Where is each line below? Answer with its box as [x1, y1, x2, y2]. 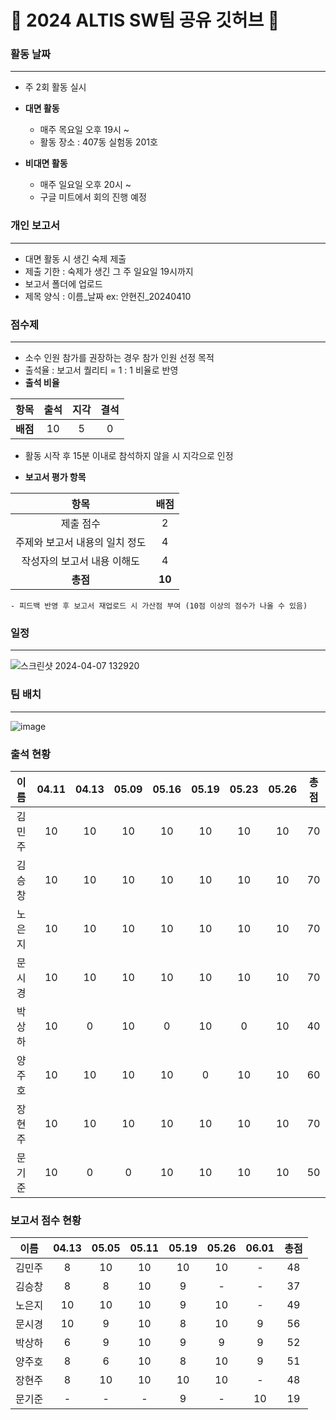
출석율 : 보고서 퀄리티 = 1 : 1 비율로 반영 [24, 364, 179, 376]
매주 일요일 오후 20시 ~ [39, 179, 132, 191]
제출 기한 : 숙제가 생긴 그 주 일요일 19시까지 [24, 265, 194, 277]
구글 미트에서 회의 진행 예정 [39, 191, 147, 203]
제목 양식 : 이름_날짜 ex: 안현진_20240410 [24, 290, 192, 302]
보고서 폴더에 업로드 [24, 277, 103, 290]
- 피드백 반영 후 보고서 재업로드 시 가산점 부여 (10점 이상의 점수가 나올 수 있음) [10, 601, 308, 611]
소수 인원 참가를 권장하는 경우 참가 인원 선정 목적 [24, 352, 215, 364]
